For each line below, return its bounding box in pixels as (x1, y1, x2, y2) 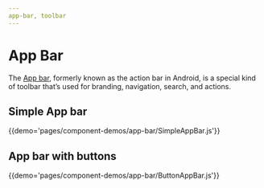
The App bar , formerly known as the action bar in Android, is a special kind (8, 73, 256, 83)
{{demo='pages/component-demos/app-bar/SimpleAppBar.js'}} (8, 126, 221, 136)
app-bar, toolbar (8, 11, 67, 20)
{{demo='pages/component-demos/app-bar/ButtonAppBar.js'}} (8, 170, 220, 181)
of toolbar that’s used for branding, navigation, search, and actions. (8, 81, 232, 91)
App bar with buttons (8, 149, 117, 163)
